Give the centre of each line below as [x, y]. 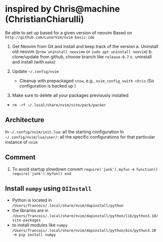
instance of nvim [21, 142]
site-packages [26, 220]
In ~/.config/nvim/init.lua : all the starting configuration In [64, 132]
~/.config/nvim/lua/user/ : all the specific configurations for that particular [80, 137]
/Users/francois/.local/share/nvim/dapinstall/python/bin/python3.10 [84, 231]
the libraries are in [30, 210]
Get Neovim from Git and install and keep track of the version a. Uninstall [85, 46]
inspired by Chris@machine [63, 9]
